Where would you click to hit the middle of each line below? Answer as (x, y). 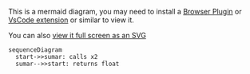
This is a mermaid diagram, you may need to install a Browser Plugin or (125, 12)
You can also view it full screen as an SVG (77, 35)
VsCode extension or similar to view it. (71, 20)
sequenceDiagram (35, 50)
